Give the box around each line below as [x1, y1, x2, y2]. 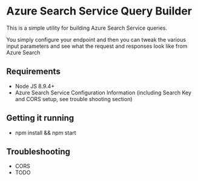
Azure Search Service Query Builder [6, 4, 193, 18]
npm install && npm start [15, 129, 77, 136]
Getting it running [6, 113, 74, 123]
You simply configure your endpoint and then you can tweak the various [6, 36, 186, 43]
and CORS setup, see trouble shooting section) [15, 95, 133, 102]
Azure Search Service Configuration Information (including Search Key [15, 89, 192, 96]
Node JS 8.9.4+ [15, 82, 55, 90]
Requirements [6, 67, 61, 77]
